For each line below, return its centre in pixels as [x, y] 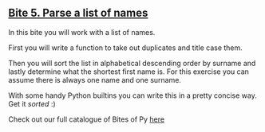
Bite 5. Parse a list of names [78, 13]
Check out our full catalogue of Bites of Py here [87, 119]
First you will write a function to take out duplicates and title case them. [126, 48]
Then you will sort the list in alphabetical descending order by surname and [132, 63]
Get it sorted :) [32, 103]
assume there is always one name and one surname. [95, 80]
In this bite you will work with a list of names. [82, 32]
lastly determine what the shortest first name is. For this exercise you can [129, 72]
